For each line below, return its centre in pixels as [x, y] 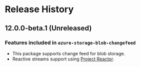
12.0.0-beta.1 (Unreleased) [48, 28]
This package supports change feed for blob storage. [69, 53]
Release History [39, 9]
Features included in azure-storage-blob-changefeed [70, 43]
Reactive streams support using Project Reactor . [63, 59]
